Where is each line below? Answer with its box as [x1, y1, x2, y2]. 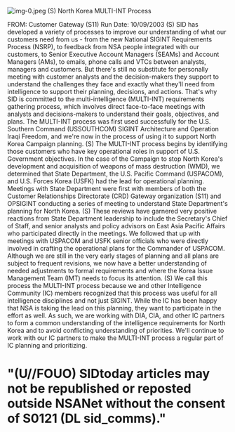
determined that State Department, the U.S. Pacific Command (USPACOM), [7, 169, 224, 178]
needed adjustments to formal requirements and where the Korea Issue [7, 267, 213, 275]
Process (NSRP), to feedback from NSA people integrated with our [7, 43, 200, 51]
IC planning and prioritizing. [7, 341, 88, 349]
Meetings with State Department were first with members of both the [7, 185, 207, 192]
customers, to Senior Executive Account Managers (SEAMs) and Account [7, 50, 220, 58]
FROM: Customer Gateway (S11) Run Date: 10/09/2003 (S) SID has [7, 20, 199, 28]
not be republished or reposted [7, 381, 192, 397]
